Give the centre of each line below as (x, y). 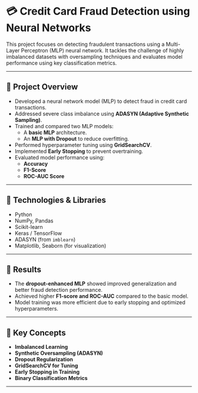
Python (23, 214)
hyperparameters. (37, 309)
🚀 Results (24, 269)
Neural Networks (49, 28)
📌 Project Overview (42, 87)
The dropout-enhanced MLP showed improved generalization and (95, 284)
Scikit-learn (29, 227)
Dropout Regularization (44, 359)
